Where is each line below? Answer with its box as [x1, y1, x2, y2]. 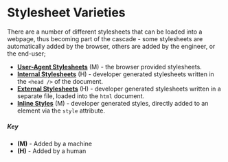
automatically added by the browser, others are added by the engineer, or [7, 42, 216, 50]
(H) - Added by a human [16, 146, 87, 155]
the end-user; [7, 49, 46, 58]
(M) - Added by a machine [16, 139, 93, 148]
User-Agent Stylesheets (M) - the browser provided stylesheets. [16, 62, 203, 71]
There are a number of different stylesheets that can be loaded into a [7, 27, 203, 36]
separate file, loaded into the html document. [16, 91, 145, 100]
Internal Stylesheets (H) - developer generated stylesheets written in [16, 70, 214, 78]
